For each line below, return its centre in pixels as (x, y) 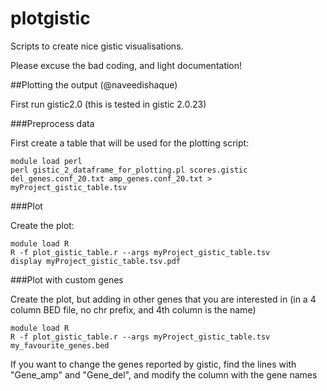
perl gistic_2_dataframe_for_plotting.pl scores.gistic (129, 170)
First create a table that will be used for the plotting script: (130, 143)
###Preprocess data (52, 123)
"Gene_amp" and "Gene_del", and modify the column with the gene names (164, 374)
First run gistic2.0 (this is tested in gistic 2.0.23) (108, 104)
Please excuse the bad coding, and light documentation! (126, 65)
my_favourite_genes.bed (60, 345)
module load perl (46, 161)
